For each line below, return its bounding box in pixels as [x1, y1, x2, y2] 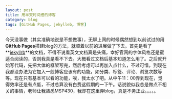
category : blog [5, 17, 38, 22]
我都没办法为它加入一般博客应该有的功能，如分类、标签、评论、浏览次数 [5, 69, 158, 75]
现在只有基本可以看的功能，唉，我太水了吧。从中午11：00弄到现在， [14, 75, 159, 81]
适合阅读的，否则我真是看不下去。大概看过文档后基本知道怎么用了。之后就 [5, 56, 162, 62]
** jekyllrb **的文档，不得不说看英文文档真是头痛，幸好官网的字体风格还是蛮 [5, 49, 165, 55]
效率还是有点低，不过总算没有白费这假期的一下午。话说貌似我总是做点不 [9, 82, 162, 88]
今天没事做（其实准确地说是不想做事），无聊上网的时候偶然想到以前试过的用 [5, 36, 165, 43]
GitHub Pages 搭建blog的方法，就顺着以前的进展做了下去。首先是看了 [5, 43, 152, 49]
